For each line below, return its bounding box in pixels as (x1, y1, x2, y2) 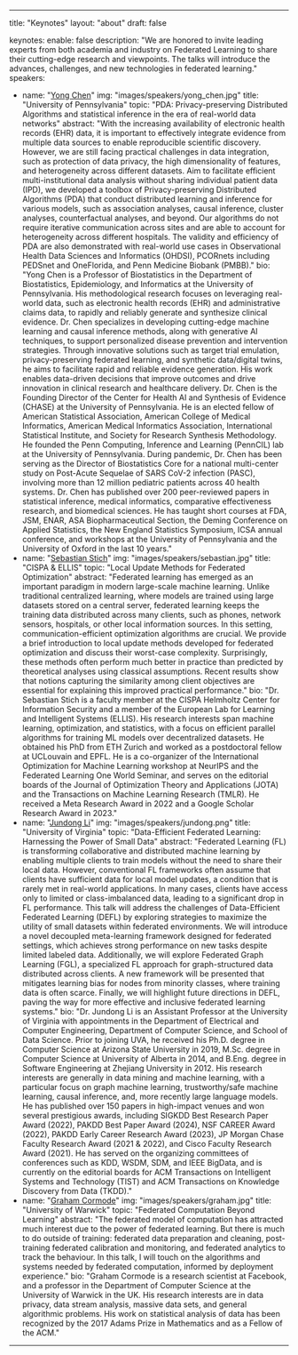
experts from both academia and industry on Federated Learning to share (9, 44, 278, 54)
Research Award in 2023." (21, 808, 118, 818)
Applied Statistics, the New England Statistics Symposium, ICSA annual (21, 525, 283, 534)
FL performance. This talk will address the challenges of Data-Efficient (21, 902, 281, 912)
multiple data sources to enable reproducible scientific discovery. (21, 137, 262, 148)
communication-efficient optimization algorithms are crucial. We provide (21, 629, 286, 638)
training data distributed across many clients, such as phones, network (21, 610, 282, 620)
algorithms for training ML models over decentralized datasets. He (21, 733, 264, 742)
